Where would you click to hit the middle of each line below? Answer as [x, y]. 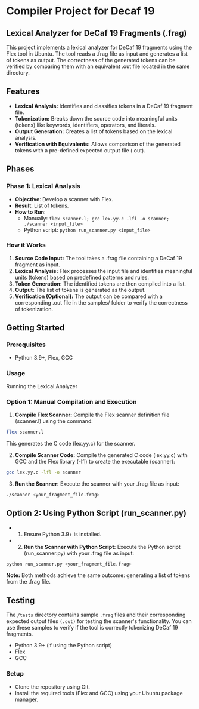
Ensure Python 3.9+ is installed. [63, 534]
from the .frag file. [28, 582]
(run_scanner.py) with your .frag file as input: [79, 553]
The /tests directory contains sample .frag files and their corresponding [96, 615]
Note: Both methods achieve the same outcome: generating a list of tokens [98, 575]
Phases [20, 169]
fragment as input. [38, 265]
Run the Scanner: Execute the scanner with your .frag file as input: [97, 484]
